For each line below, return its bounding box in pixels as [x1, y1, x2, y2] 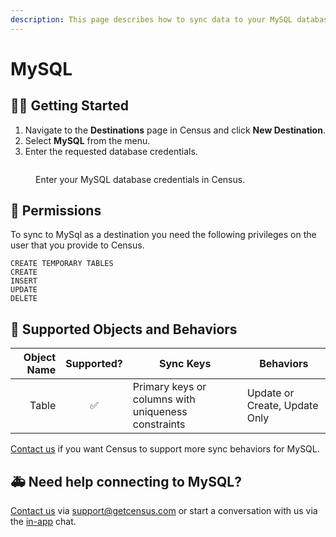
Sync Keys [158, 357, 212, 371]
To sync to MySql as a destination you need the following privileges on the [10, 229, 317, 241]
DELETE [10, 294, 38, 304]
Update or [246, 386, 295, 400]
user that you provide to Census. [10, 239, 145, 251]
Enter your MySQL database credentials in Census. [35, 173, 246, 185]
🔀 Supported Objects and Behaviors [10, 321, 238, 338]
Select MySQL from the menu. [24, 134, 151, 146]
